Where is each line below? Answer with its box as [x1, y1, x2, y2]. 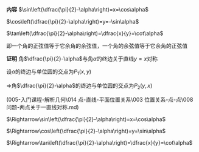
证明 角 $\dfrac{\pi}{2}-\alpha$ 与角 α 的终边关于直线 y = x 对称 [6, 55, 158, 62]
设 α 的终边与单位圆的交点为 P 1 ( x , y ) [6, 68, 92, 76]
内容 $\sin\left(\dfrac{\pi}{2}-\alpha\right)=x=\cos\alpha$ [6, 6, 149, 13]
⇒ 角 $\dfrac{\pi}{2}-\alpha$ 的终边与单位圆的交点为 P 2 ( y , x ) [6, 82, 153, 90]
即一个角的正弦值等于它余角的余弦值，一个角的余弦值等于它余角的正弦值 [6, 42, 187, 49]
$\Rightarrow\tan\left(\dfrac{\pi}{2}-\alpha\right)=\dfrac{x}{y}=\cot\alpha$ [6, 139, 193, 146]
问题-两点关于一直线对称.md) [6, 103, 79, 111]
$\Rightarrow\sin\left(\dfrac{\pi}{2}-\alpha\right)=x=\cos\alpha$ [6, 115, 166, 123]
